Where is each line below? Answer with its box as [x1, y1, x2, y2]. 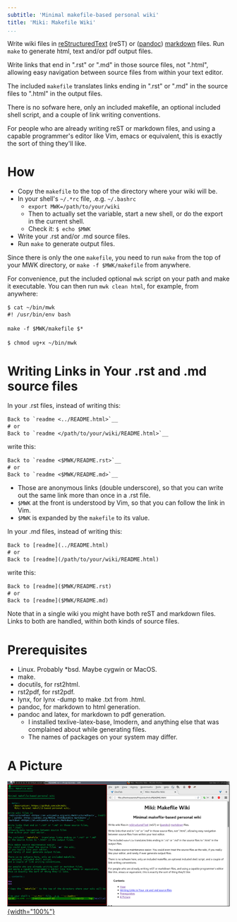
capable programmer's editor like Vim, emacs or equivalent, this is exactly [7, 132, 222, 140]
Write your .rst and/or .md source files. [17, 232, 130, 240]
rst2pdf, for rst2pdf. [17, 688, 75, 696]
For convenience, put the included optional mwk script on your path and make [7, 274, 230, 283]
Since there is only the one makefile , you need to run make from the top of [7, 253, 221, 262]
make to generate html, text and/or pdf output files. [7, 47, 153, 55]
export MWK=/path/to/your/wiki [28, 204, 121, 211]
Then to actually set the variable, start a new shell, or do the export [28, 209, 224, 218]
